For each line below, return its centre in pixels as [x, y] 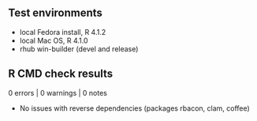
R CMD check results [61, 74]
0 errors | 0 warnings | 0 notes [58, 93]
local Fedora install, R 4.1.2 [63, 32]
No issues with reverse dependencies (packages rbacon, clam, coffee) [134, 108]
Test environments [55, 13]
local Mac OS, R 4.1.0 [54, 40]
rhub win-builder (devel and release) [79, 49]
